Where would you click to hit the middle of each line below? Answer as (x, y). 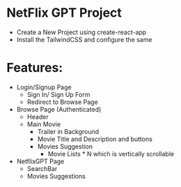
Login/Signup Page (44, 87)
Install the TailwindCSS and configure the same (84, 39)
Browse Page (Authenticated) (59, 109)
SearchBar (42, 168)
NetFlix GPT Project (64, 13)
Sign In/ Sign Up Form (58, 94)
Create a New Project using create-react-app (81, 32)
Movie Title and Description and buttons (95, 139)
